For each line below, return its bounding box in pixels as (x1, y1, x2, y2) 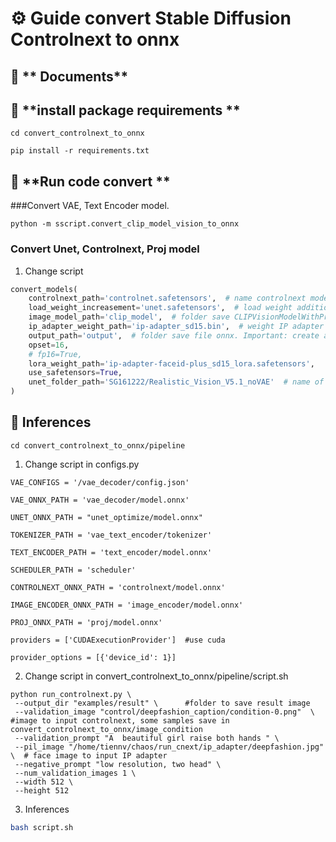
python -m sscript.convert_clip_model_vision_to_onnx (10, 219, 240, 229)
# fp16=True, (28, 349, 83, 359)
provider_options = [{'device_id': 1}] (10, 652, 177, 662)
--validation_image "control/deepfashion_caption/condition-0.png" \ (14, 707, 315, 717)
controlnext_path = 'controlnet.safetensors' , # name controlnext (28, 293, 307, 304)
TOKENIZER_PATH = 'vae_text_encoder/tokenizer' (10, 530, 213, 540)
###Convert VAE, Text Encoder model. (10, 200, 170, 212)
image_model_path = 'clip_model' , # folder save (28, 312, 230, 322)
